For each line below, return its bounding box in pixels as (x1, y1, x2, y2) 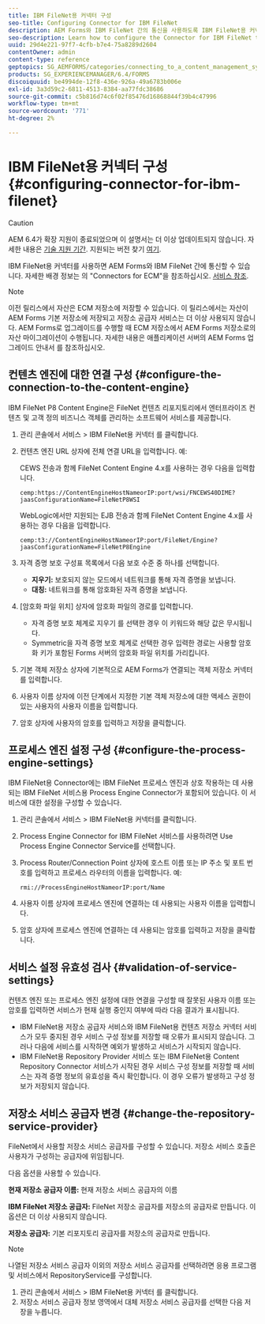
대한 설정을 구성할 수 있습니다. (28, 798, 122, 807)
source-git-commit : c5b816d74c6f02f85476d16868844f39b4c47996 (8, 92, 217, 100)
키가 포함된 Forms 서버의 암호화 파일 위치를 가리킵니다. (39, 647, 210, 657)
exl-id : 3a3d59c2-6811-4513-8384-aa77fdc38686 (8, 85, 164, 93)
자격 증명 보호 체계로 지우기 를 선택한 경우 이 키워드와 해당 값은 (31, 618, 225, 628)
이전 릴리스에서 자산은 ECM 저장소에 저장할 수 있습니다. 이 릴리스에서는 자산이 (8, 303, 248, 312)
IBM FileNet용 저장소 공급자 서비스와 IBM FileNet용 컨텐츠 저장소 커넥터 (19, 1022, 242, 1032)
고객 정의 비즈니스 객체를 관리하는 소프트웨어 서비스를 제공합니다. (31, 413, 231, 422)
